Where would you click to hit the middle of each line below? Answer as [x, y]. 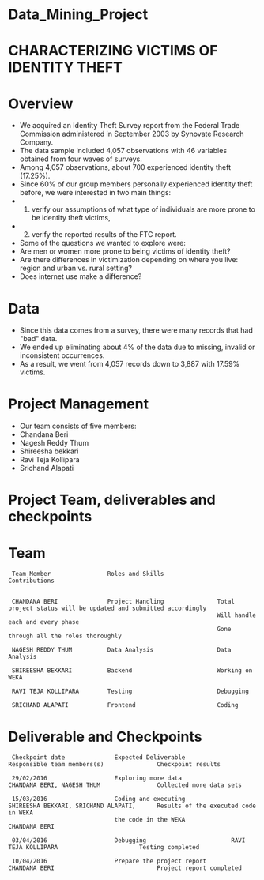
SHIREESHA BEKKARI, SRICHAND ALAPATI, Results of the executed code [132, 806]
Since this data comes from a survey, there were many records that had [136, 330]
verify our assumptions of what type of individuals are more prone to [143, 209]
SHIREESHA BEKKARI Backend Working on [132, 671]
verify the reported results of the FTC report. [104, 235]
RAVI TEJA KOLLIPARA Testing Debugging [130, 692]
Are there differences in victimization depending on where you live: [129, 260]
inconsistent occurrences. [62, 355]
